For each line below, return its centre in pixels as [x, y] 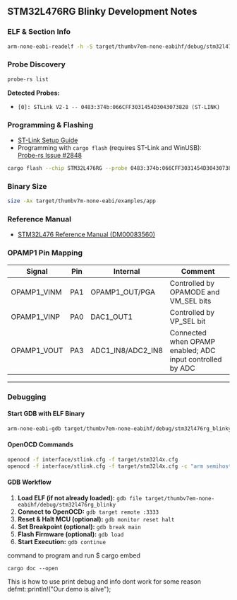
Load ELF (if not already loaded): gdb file [80, 497]
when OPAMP [193, 341]
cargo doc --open [33, 568]
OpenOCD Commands [41, 444]
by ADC [182, 368]
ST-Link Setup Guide [48, 140]
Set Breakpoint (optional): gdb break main [79, 526]
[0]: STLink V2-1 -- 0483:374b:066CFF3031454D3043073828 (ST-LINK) [119, 107]
